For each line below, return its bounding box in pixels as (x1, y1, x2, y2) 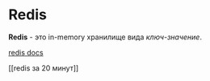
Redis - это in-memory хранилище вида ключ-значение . (8, 32, 202, 42)
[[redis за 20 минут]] (8, 63, 79, 73)
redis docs (8, 47, 44, 57)
